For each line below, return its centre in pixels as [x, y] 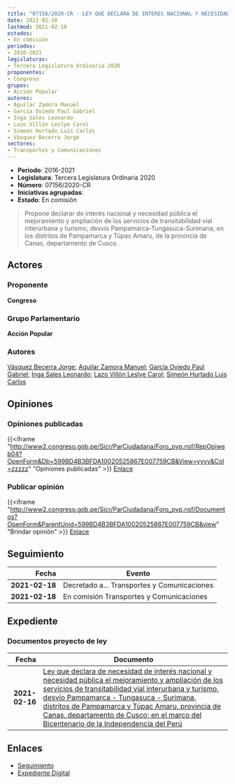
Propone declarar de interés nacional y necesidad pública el [111, 213]
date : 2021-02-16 [33, 20]
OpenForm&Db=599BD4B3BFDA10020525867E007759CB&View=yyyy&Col [116, 461]
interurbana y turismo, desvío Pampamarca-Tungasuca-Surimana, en [124, 228]
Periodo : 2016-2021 [46, 170]
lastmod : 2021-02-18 [37, 27]
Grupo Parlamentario [44, 318]
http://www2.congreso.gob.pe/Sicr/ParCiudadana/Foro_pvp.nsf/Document [118, 509]
